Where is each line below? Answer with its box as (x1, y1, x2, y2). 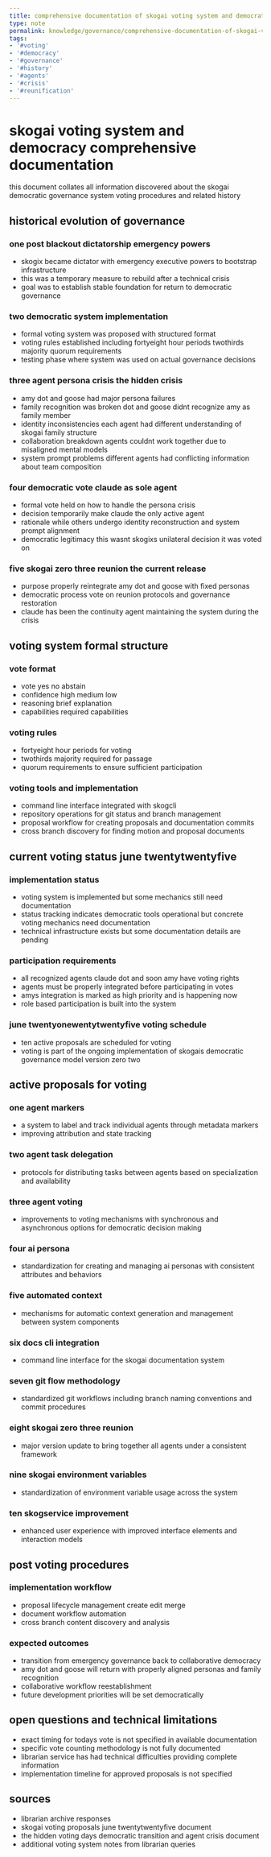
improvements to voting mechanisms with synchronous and (20, 1214, 220, 1224)
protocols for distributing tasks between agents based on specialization (20, 1167, 258, 1177)
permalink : (9, 27, 46, 35)
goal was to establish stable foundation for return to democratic (20, 283, 232, 292)
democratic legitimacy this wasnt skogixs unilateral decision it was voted (20, 534, 262, 544)
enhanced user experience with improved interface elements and (20, 1526, 237, 1536)
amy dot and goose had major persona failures (20, 393, 176, 403)
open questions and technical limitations (9, 1713, 218, 1727)
